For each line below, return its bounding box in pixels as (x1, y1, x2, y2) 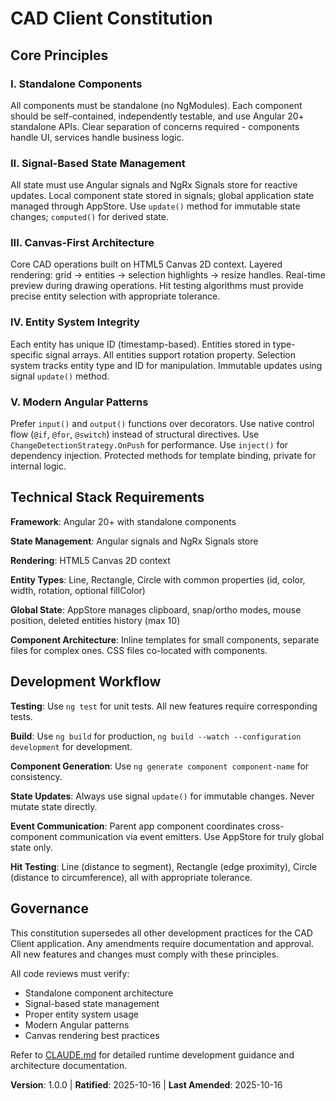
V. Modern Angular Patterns (10, 395, 149, 409)
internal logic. (10, 460, 67, 472)
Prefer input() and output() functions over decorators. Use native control (10, 418, 315, 430)
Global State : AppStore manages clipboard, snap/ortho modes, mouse (10, 603, 302, 616)
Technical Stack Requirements (10, 489, 205, 506)
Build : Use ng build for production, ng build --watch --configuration (10, 730, 302, 742)
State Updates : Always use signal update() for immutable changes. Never (10, 790, 315, 802)
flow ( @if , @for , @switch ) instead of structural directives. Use (10, 428, 260, 441)
